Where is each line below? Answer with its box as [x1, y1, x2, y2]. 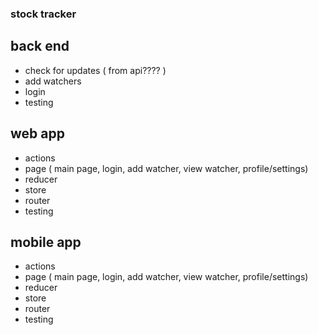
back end [10, 38, 70, 55]
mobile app [10, 233, 82, 251]
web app [10, 125, 65, 142]
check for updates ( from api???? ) [24, 64, 167, 76]
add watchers [24, 75, 82, 87]
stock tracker [10, 7, 77, 21]
